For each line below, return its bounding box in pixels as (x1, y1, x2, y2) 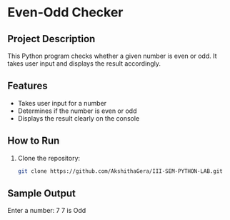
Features (7, 80, 48, 92)
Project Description (7, 33, 96, 45)
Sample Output (7, 187, 76, 199)
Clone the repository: (17, 154, 81, 162)
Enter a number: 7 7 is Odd (7, 206, 86, 215)
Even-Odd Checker (7, 4, 124, 21)
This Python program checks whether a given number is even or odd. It (7, 51, 217, 60)
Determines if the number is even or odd (17, 106, 137, 115)
